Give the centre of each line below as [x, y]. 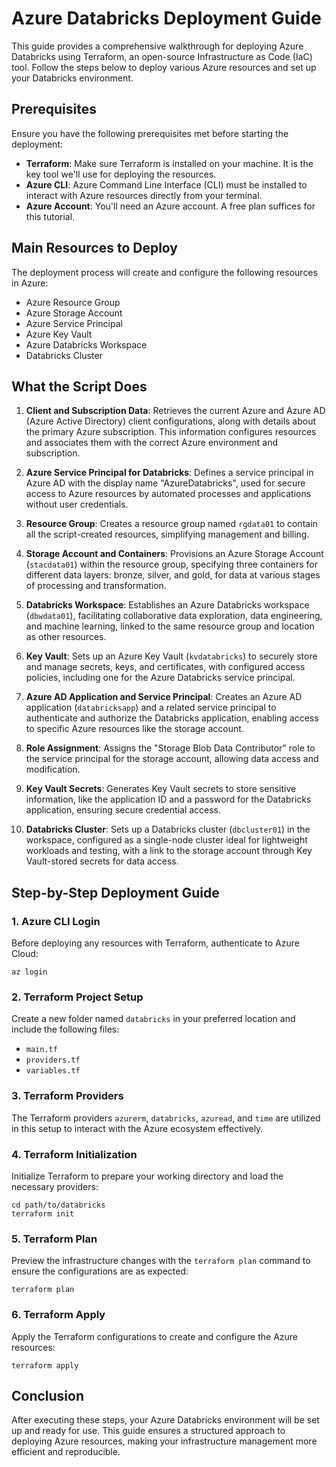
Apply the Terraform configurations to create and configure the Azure [155, 1336]
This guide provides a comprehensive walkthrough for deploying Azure [157, 46]
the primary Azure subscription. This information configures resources [171, 432]
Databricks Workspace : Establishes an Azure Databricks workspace [167, 605]
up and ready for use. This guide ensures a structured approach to [148, 1431]
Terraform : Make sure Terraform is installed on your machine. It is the [169, 163]
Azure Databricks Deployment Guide [166, 18]
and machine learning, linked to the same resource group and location [170, 626]
